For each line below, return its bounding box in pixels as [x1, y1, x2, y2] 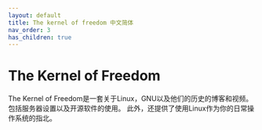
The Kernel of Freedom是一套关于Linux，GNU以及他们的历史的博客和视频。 [8, 94, 253, 103]
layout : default [8, 11, 61, 20]
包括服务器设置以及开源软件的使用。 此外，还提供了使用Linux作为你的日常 [8, 103, 248, 114]
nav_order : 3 [8, 26, 51, 34]
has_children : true [8, 33, 72, 42]
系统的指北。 [14, 114, 56, 123]
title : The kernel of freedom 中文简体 [8, 19, 134, 27]
